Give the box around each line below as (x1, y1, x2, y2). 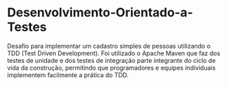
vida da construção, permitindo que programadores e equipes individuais (7, 63, 216, 72)
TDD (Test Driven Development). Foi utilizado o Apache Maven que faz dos (7, 49, 221, 57)
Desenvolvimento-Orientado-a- (7, 5, 193, 20)
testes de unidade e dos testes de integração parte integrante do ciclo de (7, 56, 216, 64)
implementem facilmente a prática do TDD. (7, 70, 129, 79)
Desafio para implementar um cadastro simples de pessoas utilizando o (7, 42, 211, 50)
